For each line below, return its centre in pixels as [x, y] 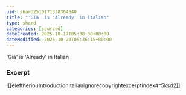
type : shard [21, 23]
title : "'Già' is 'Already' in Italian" [58, 17]
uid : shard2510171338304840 [42, 12]
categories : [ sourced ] [35, 29]
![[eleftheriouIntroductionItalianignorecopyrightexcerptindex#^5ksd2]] [93, 85]
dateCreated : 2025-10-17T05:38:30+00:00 [58, 34]
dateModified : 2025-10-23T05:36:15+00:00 [59, 40]
